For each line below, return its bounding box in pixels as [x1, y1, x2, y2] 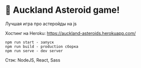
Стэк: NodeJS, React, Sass [5, 57, 60, 63]
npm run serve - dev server [5, 48, 63, 53]
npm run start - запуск [5, 39, 54, 45]
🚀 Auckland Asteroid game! [5, 4, 120, 16]
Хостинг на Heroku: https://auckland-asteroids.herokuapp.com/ [5, 30, 136, 36]
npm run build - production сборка [5, 44, 79, 49]
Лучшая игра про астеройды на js [5, 21, 77, 27]
